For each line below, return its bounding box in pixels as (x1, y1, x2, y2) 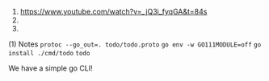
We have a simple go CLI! (8, 63, 93, 73)
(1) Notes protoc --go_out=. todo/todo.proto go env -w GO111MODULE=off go (8, 39, 262, 49)
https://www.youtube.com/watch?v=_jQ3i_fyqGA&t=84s (19, 7, 208, 16)
